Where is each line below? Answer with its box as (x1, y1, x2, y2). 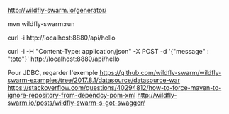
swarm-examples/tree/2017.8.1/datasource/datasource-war (7, 76, 181, 84)
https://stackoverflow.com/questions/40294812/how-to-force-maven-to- (7, 84, 222, 91)
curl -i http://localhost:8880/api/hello (7, 33, 116, 42)
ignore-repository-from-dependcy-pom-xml (7, 91, 136, 99)
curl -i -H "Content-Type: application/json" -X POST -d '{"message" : (7, 47, 209, 55)
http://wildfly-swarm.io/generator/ (7, 6, 107, 14)
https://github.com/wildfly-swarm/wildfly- (99, 69, 222, 76)
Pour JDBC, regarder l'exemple (7, 69, 98, 76)
